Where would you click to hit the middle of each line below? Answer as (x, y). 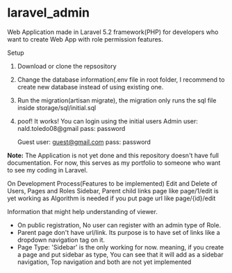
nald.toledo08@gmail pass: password (71, 128)
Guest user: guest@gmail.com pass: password (84, 142)
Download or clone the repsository (67, 66)
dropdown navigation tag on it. (61, 240)
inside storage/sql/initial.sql (57, 107)
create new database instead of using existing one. (90, 87)
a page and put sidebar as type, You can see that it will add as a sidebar (120, 254)
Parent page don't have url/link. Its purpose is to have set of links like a (118, 232)
